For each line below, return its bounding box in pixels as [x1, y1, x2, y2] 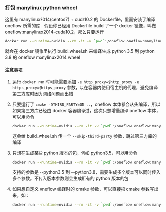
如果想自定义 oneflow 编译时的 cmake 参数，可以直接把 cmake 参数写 [12, 186, 154, 192]
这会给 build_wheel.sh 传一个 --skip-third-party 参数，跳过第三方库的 [12, 133, 157, 139]
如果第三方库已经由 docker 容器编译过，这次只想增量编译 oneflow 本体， [12, 108, 161, 114]
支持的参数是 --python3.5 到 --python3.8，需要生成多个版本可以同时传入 [12, 170, 161, 175]
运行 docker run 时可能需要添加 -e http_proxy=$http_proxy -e [12, 79, 139, 85]
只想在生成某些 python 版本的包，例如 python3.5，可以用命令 [12, 150, 137, 156]
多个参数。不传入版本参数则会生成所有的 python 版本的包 [12, 175, 129, 181]
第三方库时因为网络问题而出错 [12, 91, 73, 97]
